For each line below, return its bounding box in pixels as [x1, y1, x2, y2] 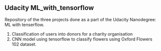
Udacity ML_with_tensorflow [4, 4, 94, 12]
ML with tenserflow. [4, 22, 45, 27]
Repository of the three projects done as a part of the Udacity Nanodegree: [4, 16, 156, 22]
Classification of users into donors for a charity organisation [11, 31, 133, 37]
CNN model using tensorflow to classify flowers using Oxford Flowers [11, 36, 153, 42]
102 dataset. [11, 41, 37, 47]
